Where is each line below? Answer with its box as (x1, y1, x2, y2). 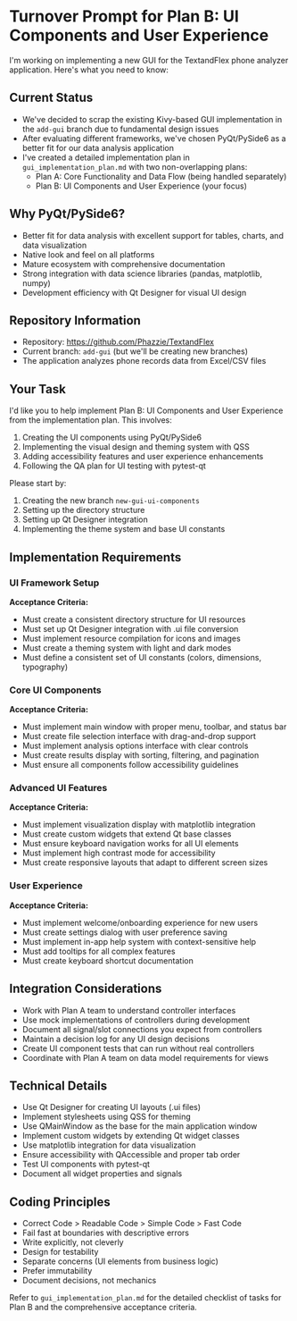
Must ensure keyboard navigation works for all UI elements (21, 838, 239, 849)
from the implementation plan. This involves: (9, 415, 172, 425)
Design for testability (21, 1247, 99, 1258)
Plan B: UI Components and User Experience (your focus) (35, 181, 248, 191)
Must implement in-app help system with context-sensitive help (21, 936, 257, 947)
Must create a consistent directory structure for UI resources (21, 614, 246, 625)
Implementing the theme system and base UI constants (21, 524, 226, 534)
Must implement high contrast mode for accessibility (21, 847, 216, 859)
